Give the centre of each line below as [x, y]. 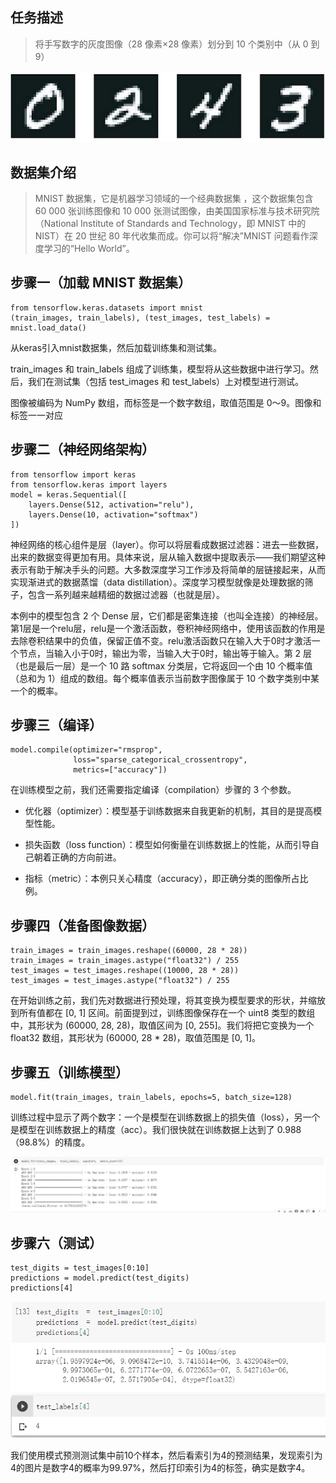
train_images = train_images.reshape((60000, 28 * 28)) [129, 951]
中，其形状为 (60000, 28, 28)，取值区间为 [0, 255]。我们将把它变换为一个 [162, 1025]
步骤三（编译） [56, 725]
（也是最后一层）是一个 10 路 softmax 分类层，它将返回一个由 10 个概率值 [161, 665]
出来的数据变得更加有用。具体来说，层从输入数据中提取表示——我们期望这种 [168, 557]
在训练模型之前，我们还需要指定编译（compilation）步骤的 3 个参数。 [153, 790]
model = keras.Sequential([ [69, 494]
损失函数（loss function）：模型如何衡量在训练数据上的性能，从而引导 [167, 845]
